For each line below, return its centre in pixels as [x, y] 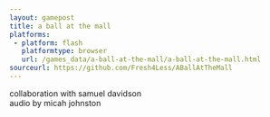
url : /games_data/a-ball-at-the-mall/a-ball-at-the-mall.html [141, 59]
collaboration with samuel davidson [76, 93]
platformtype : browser [64, 51]
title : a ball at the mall [60, 26]
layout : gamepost [42, 18]
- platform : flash [48, 43]
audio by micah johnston [55, 103]
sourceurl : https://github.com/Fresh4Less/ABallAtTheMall [121, 68]
